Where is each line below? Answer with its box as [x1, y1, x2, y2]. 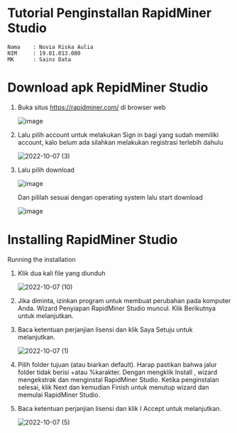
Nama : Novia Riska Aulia [7, 43, 94, 50]
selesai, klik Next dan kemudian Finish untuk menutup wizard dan [17, 383, 209, 391]
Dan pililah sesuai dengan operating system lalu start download [17, 193, 204, 202]
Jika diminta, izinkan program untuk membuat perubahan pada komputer [17, 296, 231, 305]
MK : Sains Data [7, 55, 72, 63]
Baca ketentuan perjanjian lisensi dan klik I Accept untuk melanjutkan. [17, 404, 222, 412]
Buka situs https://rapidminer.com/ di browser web [17, 103, 166, 111]
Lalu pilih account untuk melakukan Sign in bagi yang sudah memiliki [17, 130, 219, 139]
